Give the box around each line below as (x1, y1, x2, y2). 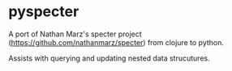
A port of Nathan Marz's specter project (8, 29, 142, 39)
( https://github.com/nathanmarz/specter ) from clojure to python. (8, 37, 225, 47)
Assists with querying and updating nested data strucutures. (8, 53, 210, 63)
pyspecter (8, 2, 79, 21)
